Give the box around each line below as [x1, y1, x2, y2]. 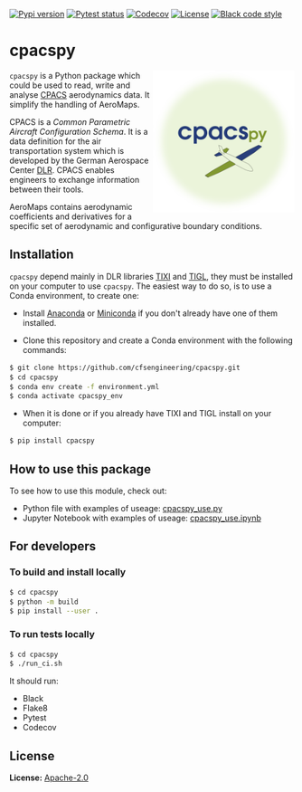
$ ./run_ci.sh [9, 659, 63, 669]
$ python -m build [9, 597, 79, 606]
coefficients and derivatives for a [9, 211, 133, 222]
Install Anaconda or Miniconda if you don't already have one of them [22, 308, 278, 319]
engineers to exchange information [9, 174, 140, 185]
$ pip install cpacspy [9, 436, 95, 445]
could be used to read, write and [9, 80, 131, 91]
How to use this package [9, 462, 152, 477]
